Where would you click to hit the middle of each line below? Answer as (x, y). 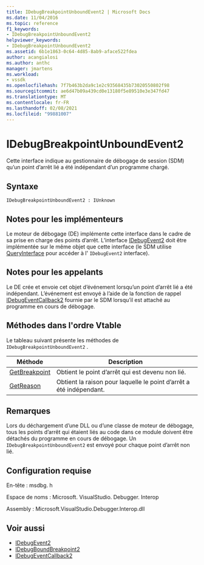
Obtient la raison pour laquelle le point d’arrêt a (123, 382)
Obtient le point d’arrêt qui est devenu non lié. (121, 372)
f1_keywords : (23, 29)
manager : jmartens (29, 68)
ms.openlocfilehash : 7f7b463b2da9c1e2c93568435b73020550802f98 (88, 86)
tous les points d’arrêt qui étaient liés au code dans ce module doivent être (100, 432)
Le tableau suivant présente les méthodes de (63, 340)
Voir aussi (25, 528)
